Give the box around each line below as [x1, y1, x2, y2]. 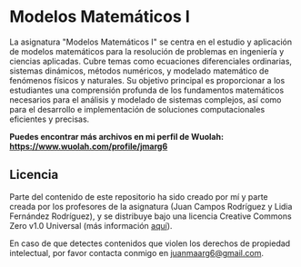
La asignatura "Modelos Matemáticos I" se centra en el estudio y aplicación [9, 36, 293, 47]
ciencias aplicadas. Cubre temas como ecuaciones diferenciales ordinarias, [9, 55, 293, 66]
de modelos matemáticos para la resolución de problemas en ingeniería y [9, 45, 285, 56]
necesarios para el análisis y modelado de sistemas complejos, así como [9, 94, 282, 105]
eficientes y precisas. [9, 114, 90, 124]
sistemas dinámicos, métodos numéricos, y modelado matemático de [9, 65, 270, 76]
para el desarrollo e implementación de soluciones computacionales [9, 104, 266, 114]
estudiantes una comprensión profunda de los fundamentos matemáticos [9, 84, 285, 95]
